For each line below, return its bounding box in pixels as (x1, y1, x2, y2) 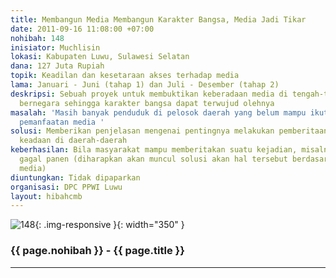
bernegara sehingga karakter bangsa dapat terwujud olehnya (19, 98, 275, 108)
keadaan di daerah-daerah (19, 136, 128, 146)
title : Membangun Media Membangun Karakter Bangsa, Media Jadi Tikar (10, 14, 307, 25)
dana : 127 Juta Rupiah (10, 61, 105, 71)
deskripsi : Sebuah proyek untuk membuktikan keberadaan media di (10, 89, 288, 99)
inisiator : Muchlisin (10, 42, 101, 53)
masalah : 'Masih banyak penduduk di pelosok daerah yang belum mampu (10, 107, 307, 118)
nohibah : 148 (10, 33, 65, 43)
